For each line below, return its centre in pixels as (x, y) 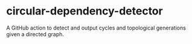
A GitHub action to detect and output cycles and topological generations (96, 28)
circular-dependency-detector (85, 11)
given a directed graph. (35, 34)
